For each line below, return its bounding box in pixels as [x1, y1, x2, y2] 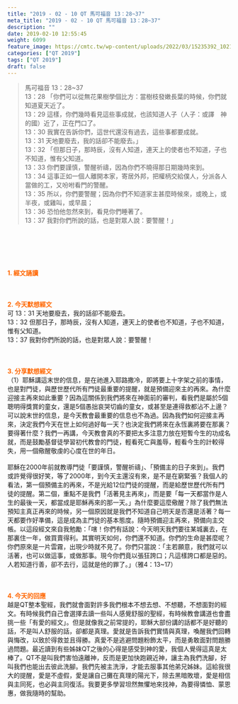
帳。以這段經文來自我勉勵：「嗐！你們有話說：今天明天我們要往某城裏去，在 [7, 524, 228, 533]
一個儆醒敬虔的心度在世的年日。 [25, 446, 119, 455]
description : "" [7, 23, 55, 30]
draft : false [7, 63, 46, 70]
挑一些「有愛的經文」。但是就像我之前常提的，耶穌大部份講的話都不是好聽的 [7, 618, 228, 626]
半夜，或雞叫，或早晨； [24, 198, 93, 207]
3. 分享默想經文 [7, 367, 52, 375]
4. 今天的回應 [7, 592, 46, 600]
